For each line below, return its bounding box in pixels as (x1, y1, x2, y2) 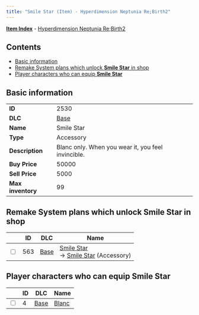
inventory (9, 187, 37, 195)
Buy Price (9, 160, 37, 168)
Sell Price (9, 170, 37, 178)
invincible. (56, 151, 85, 159)
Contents (6, 42, 41, 52)
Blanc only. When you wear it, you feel (56, 143, 163, 151)
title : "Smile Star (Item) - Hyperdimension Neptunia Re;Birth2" (6, 8, 171, 15)
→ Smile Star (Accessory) (59, 252, 131, 260)
